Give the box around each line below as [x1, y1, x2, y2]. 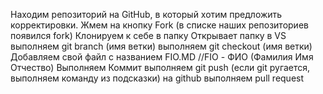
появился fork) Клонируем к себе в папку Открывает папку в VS [10, 30, 287, 41]
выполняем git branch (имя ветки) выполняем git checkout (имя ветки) [10, 40, 313, 52]
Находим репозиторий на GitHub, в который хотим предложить [10, 9, 283, 20]
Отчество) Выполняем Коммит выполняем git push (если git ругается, [10, 62, 311, 73]
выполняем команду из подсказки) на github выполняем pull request [10, 72, 305, 84]
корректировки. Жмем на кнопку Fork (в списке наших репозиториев [10, 19, 309, 31]
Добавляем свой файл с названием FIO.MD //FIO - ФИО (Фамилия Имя [10, 51, 314, 63]
